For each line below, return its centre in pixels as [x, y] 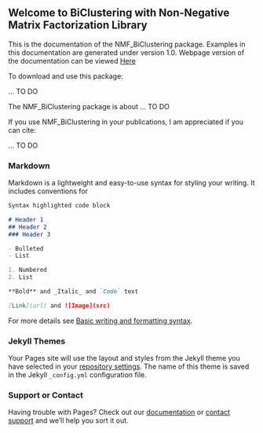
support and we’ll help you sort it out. [68, 420]
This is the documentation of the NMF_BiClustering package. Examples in [127, 44]
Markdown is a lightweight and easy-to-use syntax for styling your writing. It [131, 183]
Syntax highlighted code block [59, 206]
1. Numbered [27, 270]
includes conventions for [48, 191]
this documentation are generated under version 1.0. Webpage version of [126, 52]
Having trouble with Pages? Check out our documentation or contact [119, 413]
